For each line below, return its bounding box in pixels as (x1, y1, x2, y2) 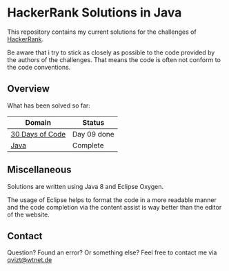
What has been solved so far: (7, 101, 91, 110)
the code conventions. (7, 63, 71, 71)
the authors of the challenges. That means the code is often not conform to (7, 55, 221, 63)
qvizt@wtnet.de (7, 256, 52, 264)
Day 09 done (72, 129, 115, 139)
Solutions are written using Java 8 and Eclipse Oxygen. (7, 182, 164, 190)
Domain (25, 117, 52, 127)
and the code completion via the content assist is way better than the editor (7, 203, 222, 211)
